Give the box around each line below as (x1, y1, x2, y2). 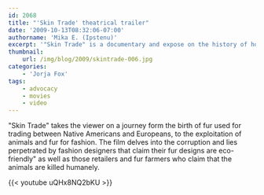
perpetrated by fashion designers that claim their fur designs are (8, 146, 218, 156)
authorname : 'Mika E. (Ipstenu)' (8, 33, 118, 42)
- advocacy (22, 84, 58, 93)
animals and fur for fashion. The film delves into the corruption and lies (8, 138, 238, 147)
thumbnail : (8, 48, 44, 56)
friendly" (8, 154, 37, 164)
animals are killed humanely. (8, 163, 100, 172)
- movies (22, 92, 51, 100)
